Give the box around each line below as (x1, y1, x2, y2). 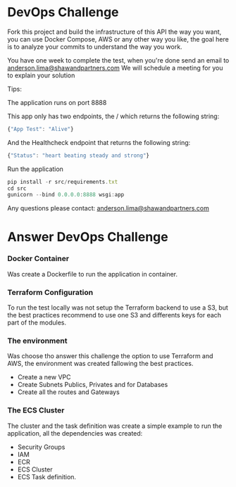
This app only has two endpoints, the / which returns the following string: (7, 112, 220, 120)
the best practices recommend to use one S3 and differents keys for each (7, 311, 222, 320)
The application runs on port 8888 (7, 98, 107, 106)
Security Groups (17, 443, 66, 451)
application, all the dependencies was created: (7, 429, 143, 437)
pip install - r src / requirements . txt (7, 178, 118, 185)
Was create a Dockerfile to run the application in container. (7, 270, 178, 278)
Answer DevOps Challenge (7, 229, 168, 245)
